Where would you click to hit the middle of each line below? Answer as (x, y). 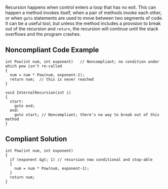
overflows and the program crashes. (43, 34)
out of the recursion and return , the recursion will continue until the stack (82, 29)
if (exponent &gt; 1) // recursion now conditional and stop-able (81, 159)
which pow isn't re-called (34, 66)
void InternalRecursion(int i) (38, 92)
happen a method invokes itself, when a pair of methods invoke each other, (83, 13)
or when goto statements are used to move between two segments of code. (84, 18)
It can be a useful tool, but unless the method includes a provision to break (83, 23)
